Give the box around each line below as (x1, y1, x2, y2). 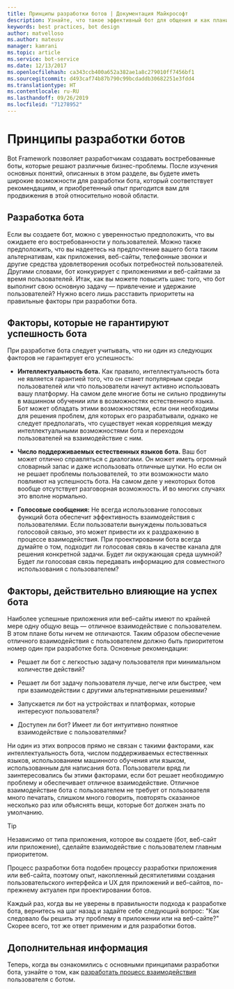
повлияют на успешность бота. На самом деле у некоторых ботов (17, 477, 216, 486)
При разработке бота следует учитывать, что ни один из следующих (7, 346, 212, 355)
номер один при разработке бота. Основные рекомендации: (7, 644, 189, 653)
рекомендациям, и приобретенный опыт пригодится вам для (7, 184, 189, 192)
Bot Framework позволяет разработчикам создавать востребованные (7, 154, 216, 163)
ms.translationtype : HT (7, 82, 77, 89)
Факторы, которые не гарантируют (7, 317, 169, 329)
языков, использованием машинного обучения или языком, (7, 757, 187, 765)
